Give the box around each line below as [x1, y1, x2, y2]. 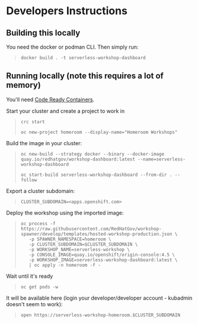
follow [20, 177, 37, 183]
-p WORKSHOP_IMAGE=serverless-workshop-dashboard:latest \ [28, 256, 178, 263]
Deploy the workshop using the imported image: [6, 209, 124, 216]
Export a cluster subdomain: [6, 187, 75, 194]
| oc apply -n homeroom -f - [28, 262, 101, 268]
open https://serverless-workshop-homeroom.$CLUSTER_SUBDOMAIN [20, 312, 181, 318]
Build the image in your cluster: [6, 139, 82, 146]
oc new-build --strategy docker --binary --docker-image [20, 151, 165, 157]
